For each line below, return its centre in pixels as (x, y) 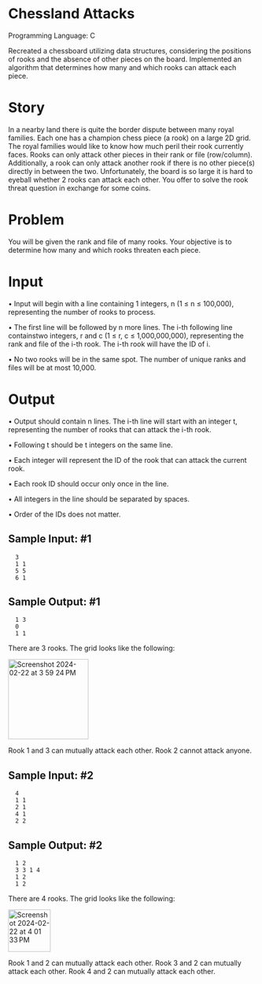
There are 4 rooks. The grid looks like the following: (92, 898)
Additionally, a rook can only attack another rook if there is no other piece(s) (132, 163)
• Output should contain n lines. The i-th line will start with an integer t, (123, 421)
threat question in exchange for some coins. (79, 188)
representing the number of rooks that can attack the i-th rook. (110, 429)
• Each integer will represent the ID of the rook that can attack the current (127, 460)
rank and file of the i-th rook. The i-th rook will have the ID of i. (109, 344)
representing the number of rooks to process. (82, 312)
